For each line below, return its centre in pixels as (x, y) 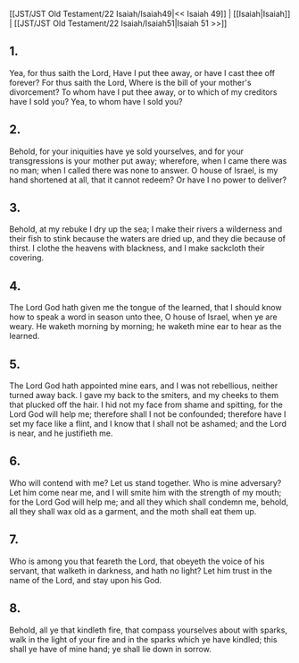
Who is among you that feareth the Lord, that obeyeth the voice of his (137, 561)
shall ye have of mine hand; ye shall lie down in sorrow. (110, 649)
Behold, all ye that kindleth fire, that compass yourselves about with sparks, (149, 630)
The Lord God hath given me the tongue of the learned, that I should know (146, 308)
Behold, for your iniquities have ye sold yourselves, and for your (126, 151)
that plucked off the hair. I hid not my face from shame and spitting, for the (146, 405)
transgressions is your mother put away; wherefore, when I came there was (148, 160)
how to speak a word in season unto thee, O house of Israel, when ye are (144, 317)
